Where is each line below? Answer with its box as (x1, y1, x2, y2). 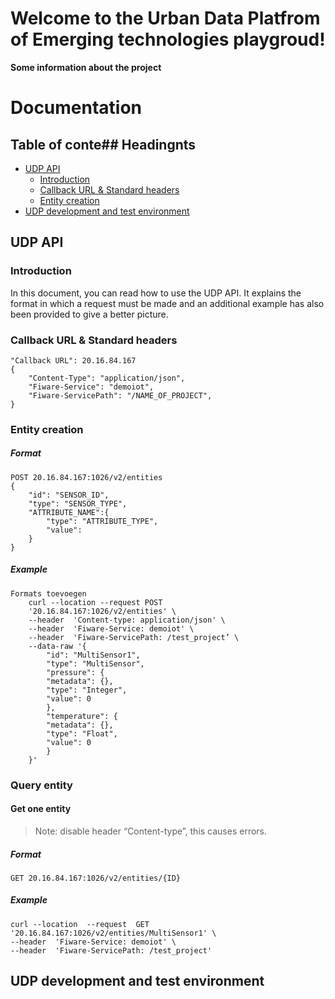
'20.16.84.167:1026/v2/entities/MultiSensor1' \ (10, 928, 217, 938)
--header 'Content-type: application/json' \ (28, 615, 226, 625)
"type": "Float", (46, 728, 118, 739)
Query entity (10, 778, 73, 792)
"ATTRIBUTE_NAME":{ (28, 507, 110, 517)
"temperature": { (46, 711, 118, 721)
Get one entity (10, 803, 72, 815)
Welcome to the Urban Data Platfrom (10, 7, 321, 30)
